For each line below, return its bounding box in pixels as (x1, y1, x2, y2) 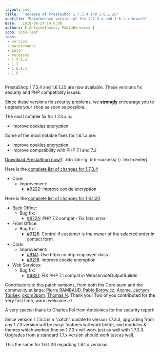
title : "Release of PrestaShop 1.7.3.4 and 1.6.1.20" (5, 12, 119, 17)
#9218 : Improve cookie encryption (26, 257, 96, 263)
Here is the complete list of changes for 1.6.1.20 (5, 195, 100, 201)
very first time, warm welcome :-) (5, 297, 72, 303)
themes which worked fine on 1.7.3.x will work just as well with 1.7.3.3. (5, 327, 145, 332)
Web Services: (12, 262, 42, 268)
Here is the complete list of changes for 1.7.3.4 (5, 166, 99, 172)
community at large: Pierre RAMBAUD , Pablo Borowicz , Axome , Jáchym (5, 287, 149, 293)
